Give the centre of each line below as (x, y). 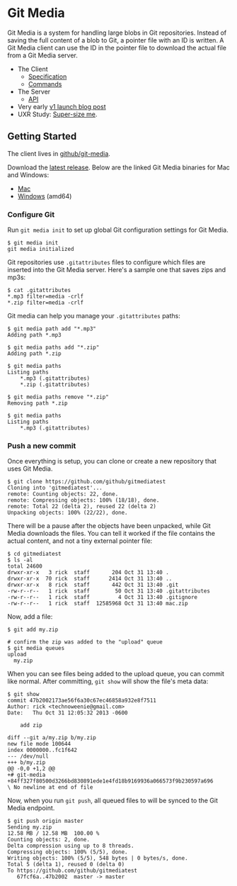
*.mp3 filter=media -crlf (45, 297)
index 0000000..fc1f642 (42, 750)
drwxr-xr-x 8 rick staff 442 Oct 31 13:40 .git (93, 585)
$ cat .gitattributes (39, 291)
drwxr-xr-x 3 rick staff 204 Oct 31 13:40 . (88, 573)
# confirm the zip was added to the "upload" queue (85, 642)
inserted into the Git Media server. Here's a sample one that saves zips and (117, 270)
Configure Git (31, 214)
